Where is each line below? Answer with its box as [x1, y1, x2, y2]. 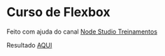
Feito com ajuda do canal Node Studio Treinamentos [6, 27, 158, 36]
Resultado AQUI [6, 41, 52, 49]
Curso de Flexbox [6, 4, 110, 20]
